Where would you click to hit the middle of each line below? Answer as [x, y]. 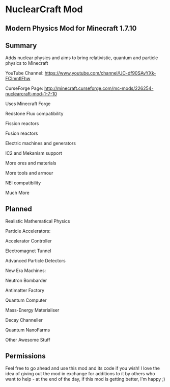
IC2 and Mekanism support [34, 153]
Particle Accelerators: [28, 231]
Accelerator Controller [29, 241]
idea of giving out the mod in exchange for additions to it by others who [80, 374]
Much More [17, 193]
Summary [21, 45]
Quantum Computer [26, 300]
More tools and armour [29, 173]
